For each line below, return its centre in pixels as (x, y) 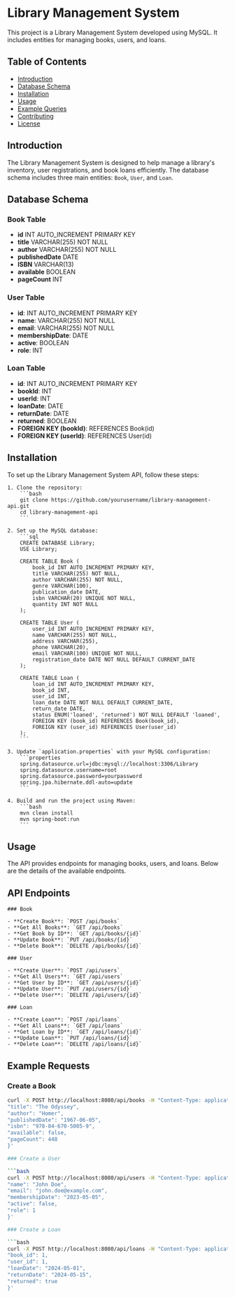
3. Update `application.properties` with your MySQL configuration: (109, 751)
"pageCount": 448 (33, 1139)
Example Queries (42, 108)
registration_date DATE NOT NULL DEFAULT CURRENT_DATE (114, 660)
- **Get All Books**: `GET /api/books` (65, 928)
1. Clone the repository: (45, 488)
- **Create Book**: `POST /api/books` (64, 922)
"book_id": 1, (28, 1255)
